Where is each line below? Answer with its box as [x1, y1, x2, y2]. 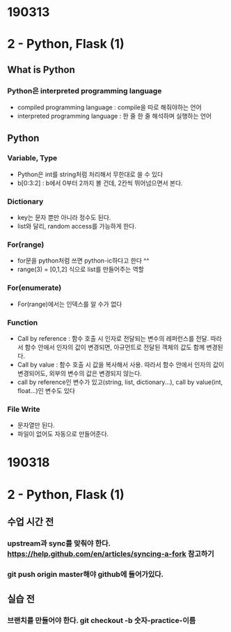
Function [7, 318, 38, 327]
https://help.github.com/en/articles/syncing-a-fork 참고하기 [7, 548, 214, 558]
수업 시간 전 [7, 516, 54, 527]
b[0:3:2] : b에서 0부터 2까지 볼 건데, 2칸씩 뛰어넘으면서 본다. [17, 178, 183, 187]
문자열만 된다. [17, 421, 56, 429]
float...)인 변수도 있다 [17, 386, 75, 394]
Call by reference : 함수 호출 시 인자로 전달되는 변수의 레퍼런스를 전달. [17, 334, 209, 342]
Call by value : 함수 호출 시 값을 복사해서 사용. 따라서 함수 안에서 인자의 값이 [17, 360, 225, 369]
